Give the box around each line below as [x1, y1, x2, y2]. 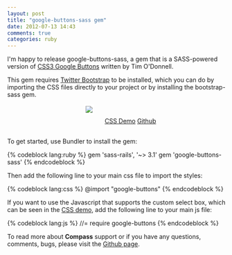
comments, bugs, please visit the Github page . [7, 240, 140, 248]
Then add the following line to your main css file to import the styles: [7, 171, 203, 180]
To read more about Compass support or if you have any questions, [7, 233, 202, 241]
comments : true [7, 29, 51, 37]
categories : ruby [7, 36, 57, 43]
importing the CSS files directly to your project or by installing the [7, 83, 194, 91]
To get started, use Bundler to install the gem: [7, 137, 137, 146]
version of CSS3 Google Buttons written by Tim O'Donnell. [7, 62, 174, 71]
